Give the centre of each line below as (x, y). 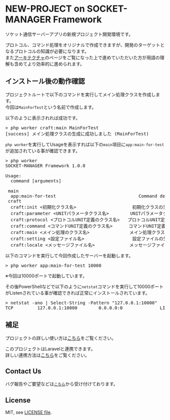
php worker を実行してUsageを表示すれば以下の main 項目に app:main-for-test (85, 144)
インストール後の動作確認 (45, 81)
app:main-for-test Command (84, 196)
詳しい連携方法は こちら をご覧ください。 (47, 355)
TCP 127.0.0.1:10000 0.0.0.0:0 (64, 308)
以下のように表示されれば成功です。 (43, 118)
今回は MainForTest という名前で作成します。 (51, 107)
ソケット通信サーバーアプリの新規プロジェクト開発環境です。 (69, 34)
